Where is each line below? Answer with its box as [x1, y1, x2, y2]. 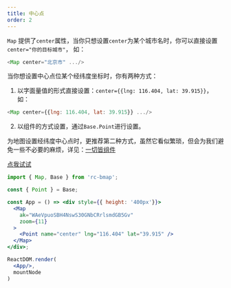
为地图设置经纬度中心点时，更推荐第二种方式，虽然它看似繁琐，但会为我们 [7, 137, 218, 145]
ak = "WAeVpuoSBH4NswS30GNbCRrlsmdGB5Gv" [19, 212, 134, 218]
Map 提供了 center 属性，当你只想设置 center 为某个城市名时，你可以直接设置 [7, 36, 218, 45]
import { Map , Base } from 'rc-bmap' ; [7, 174, 118, 181]
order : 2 [7, 17, 32, 23]
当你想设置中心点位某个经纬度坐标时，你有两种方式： [7, 72, 158, 80]
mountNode [13, 269, 41, 276]
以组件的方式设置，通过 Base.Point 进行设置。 [16, 122, 145, 131]
